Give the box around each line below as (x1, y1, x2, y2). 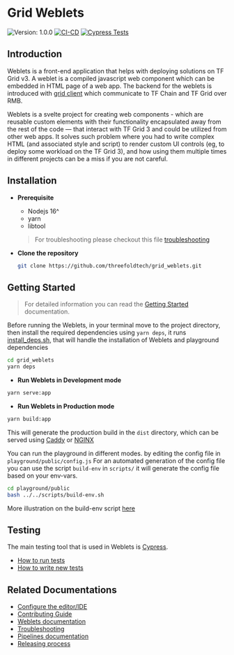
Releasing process (17, 640, 71, 648)
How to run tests (17, 557, 65, 565)
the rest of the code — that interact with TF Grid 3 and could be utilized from (7, 124, 227, 133)
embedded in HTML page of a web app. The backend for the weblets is (7, 82, 212, 90)
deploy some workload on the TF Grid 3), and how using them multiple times (7, 147, 227, 155)
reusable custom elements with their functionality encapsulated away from (7, 117, 221, 126)
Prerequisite (17, 193, 54, 202)
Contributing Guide (17, 610, 72, 619)
